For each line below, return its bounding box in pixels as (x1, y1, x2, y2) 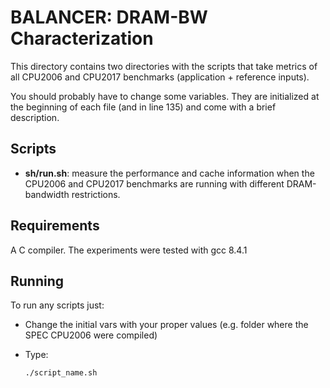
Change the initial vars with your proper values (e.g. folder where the (24, 319, 309, 331)
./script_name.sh (24, 368, 98, 378)
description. (10, 111, 60, 123)
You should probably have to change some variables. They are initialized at (10, 90, 320, 102)
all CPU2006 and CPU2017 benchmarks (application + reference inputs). (10, 71, 310, 83)
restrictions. (71, 188, 121, 200)
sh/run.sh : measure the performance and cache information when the (24, 167, 315, 179)
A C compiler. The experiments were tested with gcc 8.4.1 (10, 244, 248, 256)
